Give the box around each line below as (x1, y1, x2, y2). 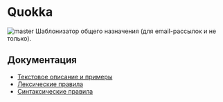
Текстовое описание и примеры (17, 72, 113, 81)
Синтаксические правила (17, 87, 93, 95)
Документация (7, 54, 78, 66)
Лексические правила (17, 80, 84, 88)
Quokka (7, 4, 53, 20)
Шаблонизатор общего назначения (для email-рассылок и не (35, 27, 217, 35)
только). (7, 34, 32, 42)
